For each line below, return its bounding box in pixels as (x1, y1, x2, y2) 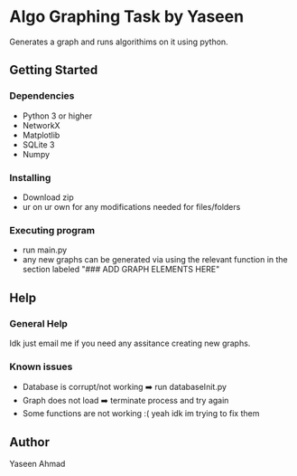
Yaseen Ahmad (9, 459, 66, 470)
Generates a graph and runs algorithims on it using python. (9, 36, 228, 47)
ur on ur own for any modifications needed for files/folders (22, 201, 241, 212)
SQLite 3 (22, 138, 55, 150)
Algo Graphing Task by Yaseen (9, 6, 245, 27)
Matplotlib (22, 129, 60, 140)
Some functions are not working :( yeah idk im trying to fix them (22, 408, 260, 419)
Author (9, 434, 50, 450)
